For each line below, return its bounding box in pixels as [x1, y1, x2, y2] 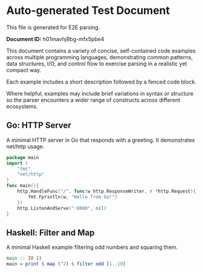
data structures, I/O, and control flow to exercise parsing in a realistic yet [6, 60, 187, 67]
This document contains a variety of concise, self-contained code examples [6, 47, 196, 54]
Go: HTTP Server [6, 120, 71, 131]
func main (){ [6, 183, 39, 189]
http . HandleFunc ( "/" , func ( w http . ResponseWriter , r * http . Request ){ [17, 188, 197, 194]
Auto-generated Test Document [6, 4, 171, 18]
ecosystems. [6, 102, 38, 110]
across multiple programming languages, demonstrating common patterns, [6, 53, 193, 61]
